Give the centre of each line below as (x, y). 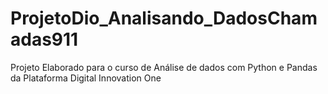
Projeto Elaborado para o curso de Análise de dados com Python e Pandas (164, 67)
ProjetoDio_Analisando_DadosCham (164, 18)
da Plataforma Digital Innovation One (86, 78)
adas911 (44, 39)
